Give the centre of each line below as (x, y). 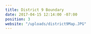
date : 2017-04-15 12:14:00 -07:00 (41, 14)
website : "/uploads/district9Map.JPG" (46, 24)
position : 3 (18, 19)
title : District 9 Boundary (35, 10)
